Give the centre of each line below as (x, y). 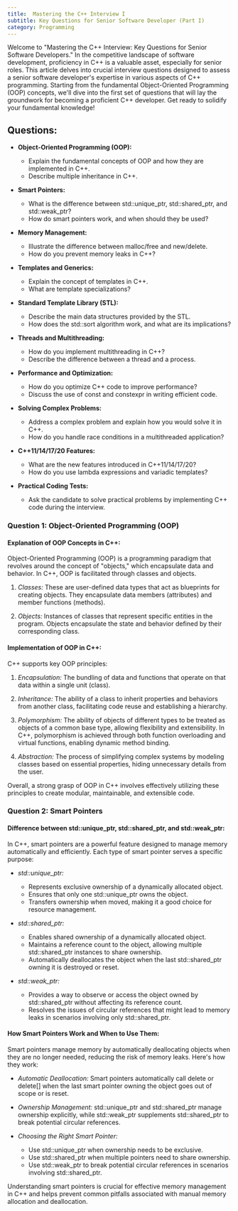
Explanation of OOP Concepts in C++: (64, 543)
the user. (31, 772)
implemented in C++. (59, 169)
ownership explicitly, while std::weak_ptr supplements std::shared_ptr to (123, 1114)
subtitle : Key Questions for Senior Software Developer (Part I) (106, 21)
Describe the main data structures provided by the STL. (109, 316)
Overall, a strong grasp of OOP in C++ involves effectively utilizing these (113, 785)
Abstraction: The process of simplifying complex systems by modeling (121, 756)
